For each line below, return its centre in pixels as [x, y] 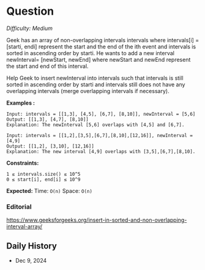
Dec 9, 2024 [31, 261]
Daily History [32, 246]
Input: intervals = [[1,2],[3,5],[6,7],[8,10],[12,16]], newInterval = [99, 135]
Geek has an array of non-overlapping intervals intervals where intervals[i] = [103, 40]
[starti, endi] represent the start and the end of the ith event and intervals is [101, 47]
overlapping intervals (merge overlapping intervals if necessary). [88, 91]
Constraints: [23, 163]
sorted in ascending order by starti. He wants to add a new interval [91, 53]
